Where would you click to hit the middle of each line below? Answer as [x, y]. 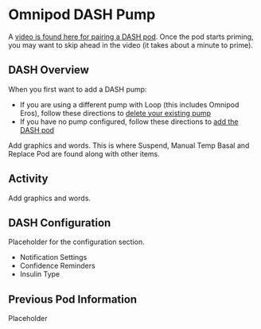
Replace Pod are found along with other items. [84, 153]
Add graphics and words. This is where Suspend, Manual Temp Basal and [129, 145]
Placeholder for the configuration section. [76, 242]
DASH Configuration [60, 223]
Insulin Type [40, 274]
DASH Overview [49, 70]
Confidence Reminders [57, 266]
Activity [29, 179]
